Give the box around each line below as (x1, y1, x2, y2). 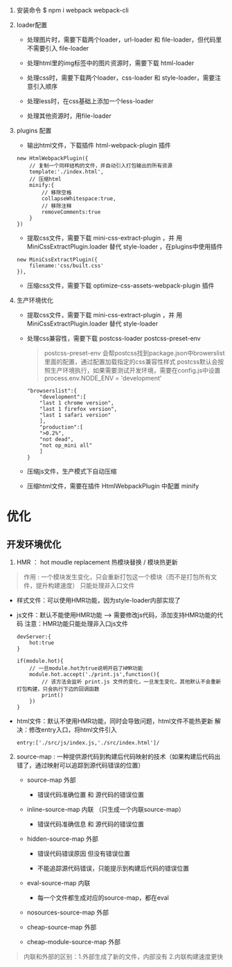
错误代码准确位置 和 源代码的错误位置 (37, 790, 145, 799)
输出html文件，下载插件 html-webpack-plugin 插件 (26, 141, 171, 149)
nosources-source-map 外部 (26, 908, 109, 916)
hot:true (29, 639, 55, 646)
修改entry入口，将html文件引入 (28, 726, 117, 734)
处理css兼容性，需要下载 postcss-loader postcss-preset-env (26, 335, 202, 342)
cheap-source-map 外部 (26, 923, 97, 931)
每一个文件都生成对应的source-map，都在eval (37, 894, 169, 902)
